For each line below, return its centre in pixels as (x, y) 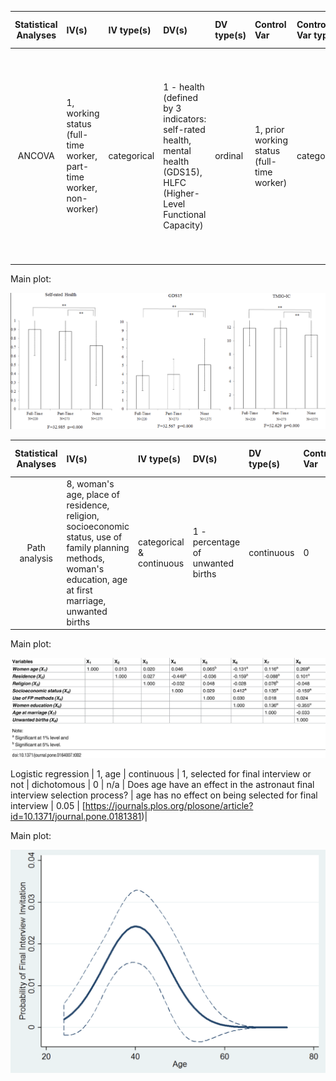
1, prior (269, 129)
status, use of (94, 537)
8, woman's (90, 483)
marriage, (86, 600)
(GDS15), (183, 172)
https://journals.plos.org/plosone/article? (169, 806)
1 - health (184, 87)
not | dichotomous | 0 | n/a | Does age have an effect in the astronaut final (162, 785)
